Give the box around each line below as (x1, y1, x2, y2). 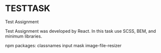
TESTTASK (5, 3, 50, 14)
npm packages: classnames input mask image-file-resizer (5, 42, 122, 48)
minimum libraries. (5, 33, 42, 39)
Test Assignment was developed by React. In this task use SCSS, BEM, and (5, 28, 156, 34)
